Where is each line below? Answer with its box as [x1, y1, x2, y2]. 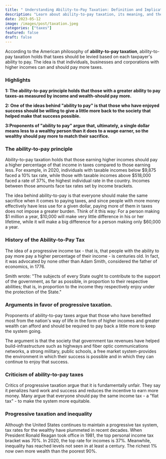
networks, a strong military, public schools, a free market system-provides [5, 348, 157, 354]
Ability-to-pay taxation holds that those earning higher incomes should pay [5, 157, 158, 163]
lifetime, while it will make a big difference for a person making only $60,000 [5, 219, 161, 225]
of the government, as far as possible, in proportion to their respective [5, 278, 148, 284]
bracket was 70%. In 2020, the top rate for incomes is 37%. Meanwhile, [5, 437, 151, 443]
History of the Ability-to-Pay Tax [5, 236, 85, 243]
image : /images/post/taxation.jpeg [5, 21, 79, 26]
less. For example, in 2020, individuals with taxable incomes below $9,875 [5, 167, 157, 173]
